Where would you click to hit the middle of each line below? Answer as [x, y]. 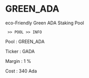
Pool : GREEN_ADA [25, 42]
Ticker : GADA [20, 51]
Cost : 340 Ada [21, 71]
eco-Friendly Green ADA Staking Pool [45, 23]
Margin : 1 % [18, 61]
